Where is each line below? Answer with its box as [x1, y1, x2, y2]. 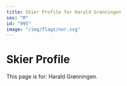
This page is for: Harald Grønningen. [6, 73, 98, 80]
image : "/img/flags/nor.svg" [6, 26, 81, 33]
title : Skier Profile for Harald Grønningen [6, 9, 122, 15]
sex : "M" [6, 15, 29, 21]
